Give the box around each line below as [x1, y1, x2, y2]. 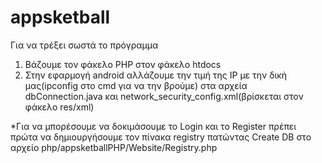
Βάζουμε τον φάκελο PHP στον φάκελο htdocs [24, 58, 222, 70]
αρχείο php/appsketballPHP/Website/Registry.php [10, 141, 218, 153]
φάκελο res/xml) [24, 101, 95, 113]
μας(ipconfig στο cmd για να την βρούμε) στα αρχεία [24, 79, 248, 91]
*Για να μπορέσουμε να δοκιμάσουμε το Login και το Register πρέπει [10, 120, 297, 132]
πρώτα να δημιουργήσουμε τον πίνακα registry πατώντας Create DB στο [10, 131, 312, 143]
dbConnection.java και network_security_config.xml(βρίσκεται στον [24, 90, 304, 102]
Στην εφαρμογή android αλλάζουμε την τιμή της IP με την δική [24, 69, 287, 81]
